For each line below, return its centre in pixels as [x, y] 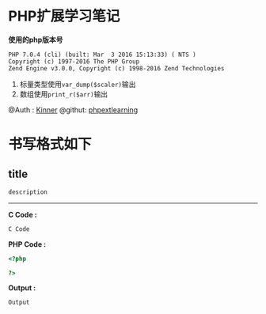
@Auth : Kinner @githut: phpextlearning [73, 110]
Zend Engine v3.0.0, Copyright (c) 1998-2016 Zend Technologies [116, 68]
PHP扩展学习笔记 [64, 16]
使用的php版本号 [36, 40]
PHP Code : [27, 244]
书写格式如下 [50, 144]
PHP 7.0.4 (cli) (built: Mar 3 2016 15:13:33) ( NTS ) [102, 55]
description [28, 192]
